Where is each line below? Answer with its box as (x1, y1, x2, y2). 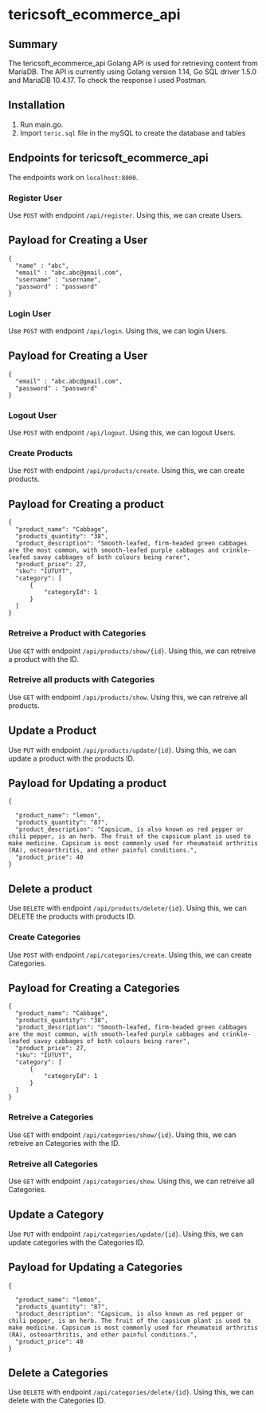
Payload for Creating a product (8, 497, 165, 511)
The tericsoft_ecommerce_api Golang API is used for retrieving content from (8, 58, 258, 68)
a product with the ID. (8, 654, 80, 663)
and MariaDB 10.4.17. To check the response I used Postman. (8, 76, 207, 85)
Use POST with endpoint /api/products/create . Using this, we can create (8, 466, 245, 475)
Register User (8, 192, 62, 203)
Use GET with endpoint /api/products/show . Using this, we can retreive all (8, 692, 248, 702)
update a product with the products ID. (8, 754, 135, 763)
